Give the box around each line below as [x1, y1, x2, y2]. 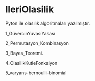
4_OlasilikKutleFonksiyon [5, 60, 58, 66]
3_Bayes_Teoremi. [5, 50, 43, 56]
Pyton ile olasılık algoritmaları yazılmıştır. [5, 20, 90, 26]
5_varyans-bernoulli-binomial [5, 70, 67, 76]
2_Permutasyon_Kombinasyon [5, 40, 69, 46]
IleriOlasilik [5, 4, 54, 15]
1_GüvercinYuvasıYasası [5, 30, 55, 36]
